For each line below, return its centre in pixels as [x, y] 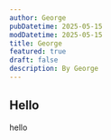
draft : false [34, 60]
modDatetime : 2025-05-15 [56, 35]
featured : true [38, 52]
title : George [36, 43]
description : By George [54, 69]
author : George [38, 18]
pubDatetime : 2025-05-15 [56, 26]
